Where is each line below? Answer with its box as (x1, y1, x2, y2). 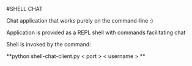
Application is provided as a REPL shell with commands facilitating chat (6, 29, 186, 36)
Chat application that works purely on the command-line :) (6, 17, 153, 24)
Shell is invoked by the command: (6, 41, 92, 48)
